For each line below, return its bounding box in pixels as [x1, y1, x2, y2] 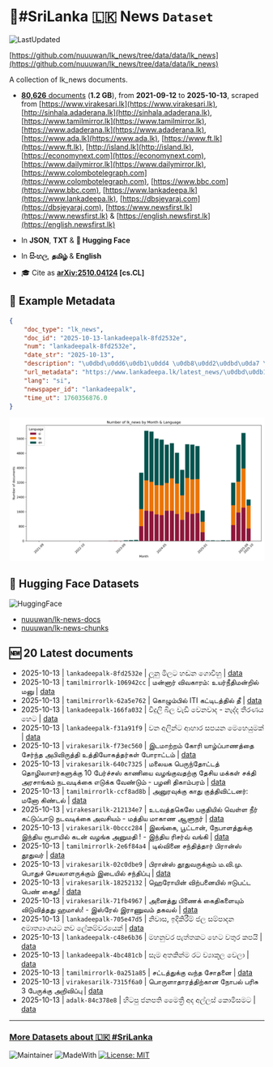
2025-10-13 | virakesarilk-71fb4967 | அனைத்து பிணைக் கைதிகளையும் [20, 895, 244, 905]
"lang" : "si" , [23, 376, 71, 384]
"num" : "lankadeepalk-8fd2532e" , [23, 342, 137, 351]
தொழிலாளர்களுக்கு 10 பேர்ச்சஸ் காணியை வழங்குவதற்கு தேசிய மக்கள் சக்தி [20, 768, 257, 778]
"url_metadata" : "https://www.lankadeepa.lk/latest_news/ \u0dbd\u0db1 [23, 368, 267, 376]
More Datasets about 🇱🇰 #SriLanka [9, 1031, 153, 1043]
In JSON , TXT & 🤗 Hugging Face [20, 235, 130, 245]
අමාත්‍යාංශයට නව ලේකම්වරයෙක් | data [20, 923, 144, 932]
